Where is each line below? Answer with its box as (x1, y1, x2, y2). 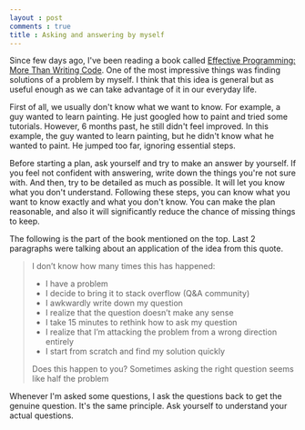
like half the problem (31, 374, 109, 385)
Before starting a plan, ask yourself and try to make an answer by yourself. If (9, 158, 297, 169)
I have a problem (45, 278, 109, 289)
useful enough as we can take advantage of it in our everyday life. (9, 84, 258, 95)
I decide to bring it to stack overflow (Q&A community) (45, 288, 250, 299)
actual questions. (9, 410, 75, 421)
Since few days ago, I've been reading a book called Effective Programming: (9, 55, 296, 66)
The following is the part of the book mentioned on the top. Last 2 (9, 234, 257, 245)
